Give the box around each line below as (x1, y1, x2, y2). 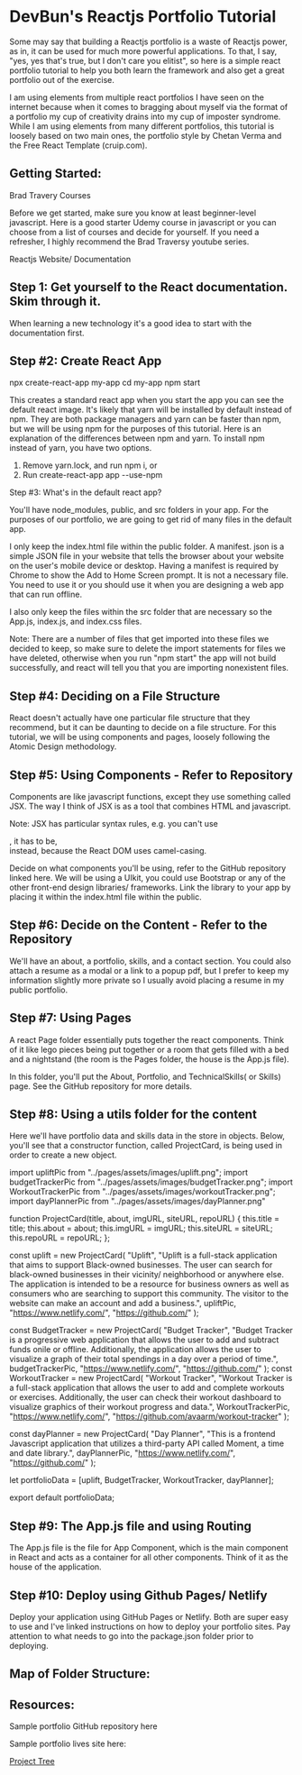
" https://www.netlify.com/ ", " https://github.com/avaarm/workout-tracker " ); (9, 1411, 290, 1422)
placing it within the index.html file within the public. (9, 892, 202, 902)
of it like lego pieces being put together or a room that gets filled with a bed (9, 1044, 289, 1055)
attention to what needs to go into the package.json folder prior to (9, 1631, 254, 1642)
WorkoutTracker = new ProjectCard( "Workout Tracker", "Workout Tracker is (9, 1373, 293, 1384)
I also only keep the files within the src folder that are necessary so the (9, 607, 272, 618)
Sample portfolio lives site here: (9, 1738, 127, 1750)
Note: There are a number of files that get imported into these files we (9, 634, 270, 645)
